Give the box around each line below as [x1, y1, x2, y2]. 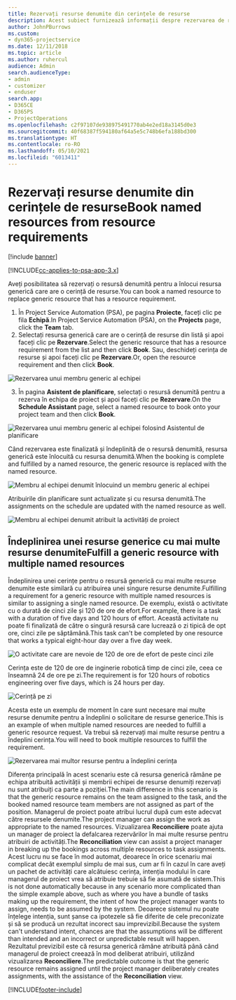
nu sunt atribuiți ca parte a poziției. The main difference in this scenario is [8, 785, 218, 793]
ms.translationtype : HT [8, 134, 78, 141]
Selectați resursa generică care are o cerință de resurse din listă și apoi [18, 330, 224, 339]
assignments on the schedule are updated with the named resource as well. [8, 502, 226, 510]
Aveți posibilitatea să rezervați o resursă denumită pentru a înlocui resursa [8, 279, 222, 288]
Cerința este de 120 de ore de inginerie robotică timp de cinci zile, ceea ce [8, 663, 223, 672]
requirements [8, 229, 88, 245]
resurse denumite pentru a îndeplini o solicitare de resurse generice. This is [8, 713, 224, 721]
